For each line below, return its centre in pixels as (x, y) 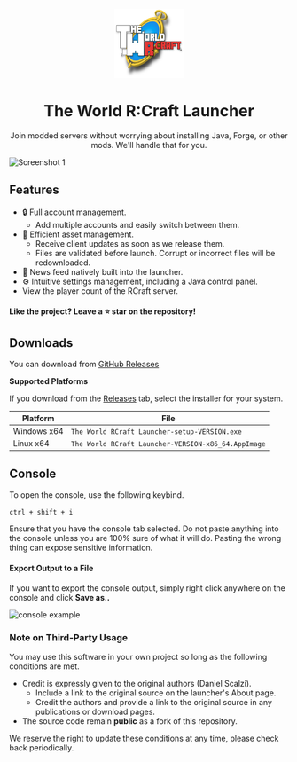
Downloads (41, 343)
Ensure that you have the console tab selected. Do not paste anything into (144, 529)
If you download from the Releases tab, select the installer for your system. (146, 398)
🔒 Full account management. (74, 212)
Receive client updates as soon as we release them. (130, 243)
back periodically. (42, 747)
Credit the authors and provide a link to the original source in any (154, 702)
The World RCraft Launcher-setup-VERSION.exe (156, 432)
